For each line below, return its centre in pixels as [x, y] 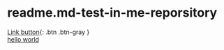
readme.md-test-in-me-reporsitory [112, 13]
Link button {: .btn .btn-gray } [48, 32]
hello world [23, 39]
